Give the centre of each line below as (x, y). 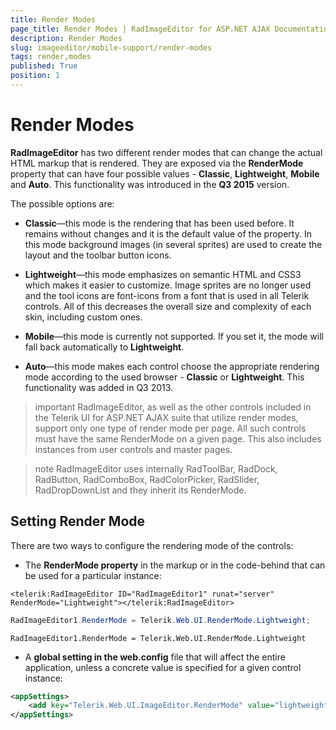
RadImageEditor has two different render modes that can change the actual (166, 152)
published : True (44, 66)
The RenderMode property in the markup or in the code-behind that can (175, 565)
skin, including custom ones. (83, 317)
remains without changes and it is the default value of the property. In (168, 233)
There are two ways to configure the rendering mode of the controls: (152, 545)
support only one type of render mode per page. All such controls (170, 428)
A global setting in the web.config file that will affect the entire (155, 657)
